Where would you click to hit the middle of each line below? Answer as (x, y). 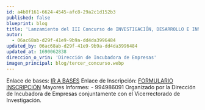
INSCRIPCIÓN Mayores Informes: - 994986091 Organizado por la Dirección (101, 87)
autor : (15, 35)
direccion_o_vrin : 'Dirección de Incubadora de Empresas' (81, 57)
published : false (28, 18)
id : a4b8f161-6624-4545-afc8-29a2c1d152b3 (61, 12)
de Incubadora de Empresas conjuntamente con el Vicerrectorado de (93, 94)
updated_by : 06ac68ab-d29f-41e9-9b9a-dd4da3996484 (72, 46)
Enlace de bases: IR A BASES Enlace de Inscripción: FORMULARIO (90, 81)
